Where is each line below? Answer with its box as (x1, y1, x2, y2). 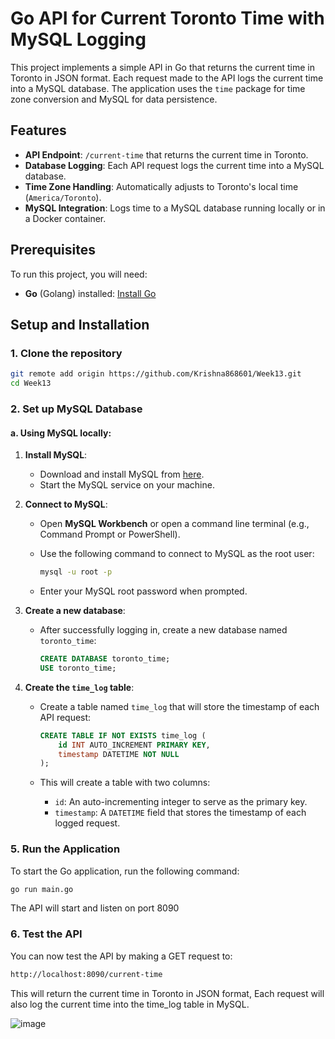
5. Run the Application (10, 842, 121, 856)
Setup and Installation (10, 316, 150, 333)
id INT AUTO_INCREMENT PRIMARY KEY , (58, 740, 211, 750)
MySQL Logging (10, 28, 147, 51)
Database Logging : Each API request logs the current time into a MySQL (24, 159, 325, 171)
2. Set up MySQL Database (10, 402, 143, 416)
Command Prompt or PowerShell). (39, 528, 181, 541)
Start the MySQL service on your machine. (39, 479, 215, 491)
